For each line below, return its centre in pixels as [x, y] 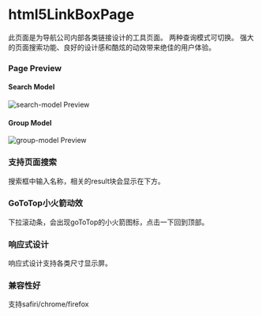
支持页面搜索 [33, 162]
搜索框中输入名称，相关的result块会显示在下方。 [87, 181]
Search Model [32, 87]
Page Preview [35, 68]
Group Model [30, 122]
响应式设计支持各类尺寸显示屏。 [60, 263]
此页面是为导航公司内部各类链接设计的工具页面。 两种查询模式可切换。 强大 [131, 37]
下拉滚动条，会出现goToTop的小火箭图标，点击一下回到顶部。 [109, 222]
